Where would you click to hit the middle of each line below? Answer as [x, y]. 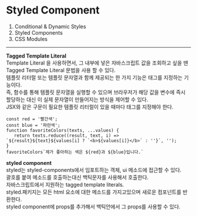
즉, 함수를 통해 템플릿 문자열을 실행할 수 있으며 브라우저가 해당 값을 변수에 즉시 [96, 92]
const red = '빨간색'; [32, 119]
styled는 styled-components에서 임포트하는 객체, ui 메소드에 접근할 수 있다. [94, 170]
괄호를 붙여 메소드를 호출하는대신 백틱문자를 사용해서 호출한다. [77, 177]
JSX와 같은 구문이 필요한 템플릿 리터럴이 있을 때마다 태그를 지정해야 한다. [90, 107]
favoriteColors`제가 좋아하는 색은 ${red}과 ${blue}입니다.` [75, 152]
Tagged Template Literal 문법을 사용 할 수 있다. [61, 70]
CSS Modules [31, 39]
